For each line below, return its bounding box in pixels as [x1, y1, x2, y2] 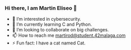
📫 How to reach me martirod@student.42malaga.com [12, 32, 126, 38]
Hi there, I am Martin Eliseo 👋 [5, 5, 77, 12]
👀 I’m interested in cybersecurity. [12, 16, 82, 22]
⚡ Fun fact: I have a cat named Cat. [12, 40, 86, 46]
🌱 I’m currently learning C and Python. [12, 21, 92, 27]
